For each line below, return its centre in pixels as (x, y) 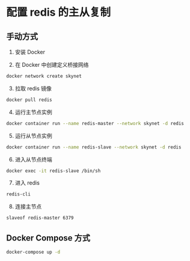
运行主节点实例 (33, 112)
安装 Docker (30, 52)
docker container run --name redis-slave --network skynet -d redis (94, 147)
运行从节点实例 (33, 135)
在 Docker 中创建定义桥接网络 (52, 65)
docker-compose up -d (33, 252)
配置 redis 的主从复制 (59, 12)
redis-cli (19, 194)
